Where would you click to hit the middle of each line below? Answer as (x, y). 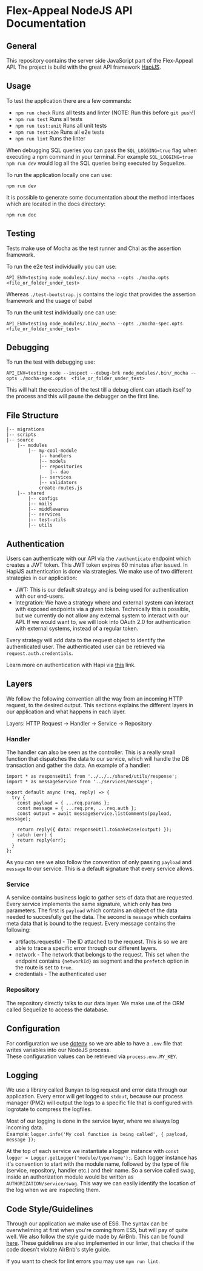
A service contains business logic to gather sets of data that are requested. (100, 898)
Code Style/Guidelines (50, 1209)
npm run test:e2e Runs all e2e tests (60, 132)
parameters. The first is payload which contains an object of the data (92, 910)
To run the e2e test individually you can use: (62, 266)
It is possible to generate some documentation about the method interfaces (101, 197)
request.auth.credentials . (40, 653)
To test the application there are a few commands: (69, 100)
